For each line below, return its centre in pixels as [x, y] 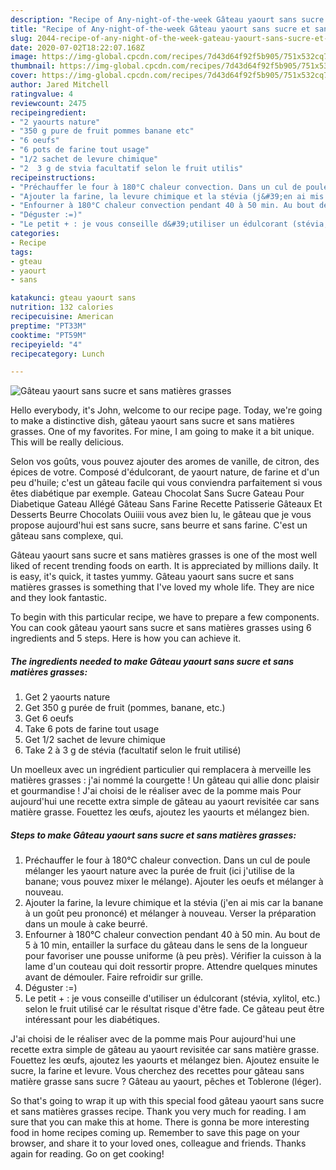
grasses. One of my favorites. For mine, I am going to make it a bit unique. [162, 432]
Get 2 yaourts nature [67, 697]
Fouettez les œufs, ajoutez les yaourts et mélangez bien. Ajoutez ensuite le [165, 1060]
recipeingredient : [48, 112]
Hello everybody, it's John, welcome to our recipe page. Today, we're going [166, 410]
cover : [24, 76]
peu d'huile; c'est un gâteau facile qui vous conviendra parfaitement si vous [166, 483]
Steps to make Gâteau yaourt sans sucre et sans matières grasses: [153, 835]
